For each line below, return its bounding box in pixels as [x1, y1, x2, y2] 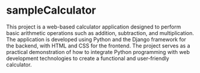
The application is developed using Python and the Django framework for [6, 36, 186, 43]
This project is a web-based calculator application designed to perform [6, 23, 181, 30]
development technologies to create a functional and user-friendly [6, 55, 170, 62]
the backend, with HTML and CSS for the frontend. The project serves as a [6, 42, 190, 49]
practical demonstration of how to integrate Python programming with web [6, 48, 190, 55]
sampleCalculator [6, 4, 97, 17]
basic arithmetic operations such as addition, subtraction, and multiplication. [6, 29, 194, 36]
